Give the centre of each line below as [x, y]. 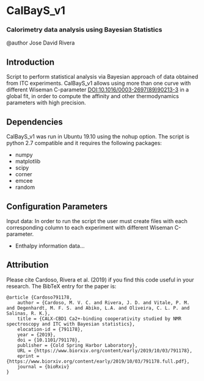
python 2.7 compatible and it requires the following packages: [84, 143]
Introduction [31, 62]
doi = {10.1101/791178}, [49, 340]
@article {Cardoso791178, [39, 297]
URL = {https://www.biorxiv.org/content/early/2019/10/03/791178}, [105, 351]
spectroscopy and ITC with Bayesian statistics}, [71, 324]
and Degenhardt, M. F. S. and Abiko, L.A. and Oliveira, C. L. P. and [98, 308]
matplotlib [28, 162]
